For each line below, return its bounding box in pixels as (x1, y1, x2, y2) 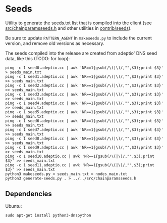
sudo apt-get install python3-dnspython (5, 213, 92, 218)
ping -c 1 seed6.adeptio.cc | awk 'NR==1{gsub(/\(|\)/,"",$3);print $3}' (5, 118, 164, 123)
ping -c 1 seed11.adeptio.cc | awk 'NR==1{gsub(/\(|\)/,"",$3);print (5, 162, 155, 167)
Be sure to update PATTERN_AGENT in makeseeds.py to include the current (5, 35, 152, 41)
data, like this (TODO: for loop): (5, 55, 70, 61)
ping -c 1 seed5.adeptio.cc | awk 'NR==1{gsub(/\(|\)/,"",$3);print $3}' (5, 109, 164, 114)
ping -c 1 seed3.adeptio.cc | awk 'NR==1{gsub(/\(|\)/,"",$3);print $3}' (5, 92, 164, 97)
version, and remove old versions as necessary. (5, 40, 104, 46)
